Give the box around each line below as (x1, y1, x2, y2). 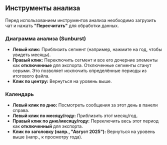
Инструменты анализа (5, 4, 80, 12)
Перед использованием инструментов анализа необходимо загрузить (5, 17, 156, 23)
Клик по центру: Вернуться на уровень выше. (12, 78, 112, 84)
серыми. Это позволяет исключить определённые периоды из (12, 67, 147, 74)
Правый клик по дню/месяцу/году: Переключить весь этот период (12, 118, 159, 124)
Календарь (5, 91, 34, 98)
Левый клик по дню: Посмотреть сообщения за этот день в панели (12, 102, 158, 108)
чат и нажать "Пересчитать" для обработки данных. (5, 22, 119, 28)
